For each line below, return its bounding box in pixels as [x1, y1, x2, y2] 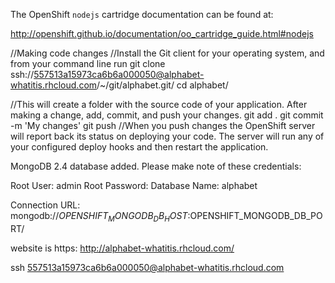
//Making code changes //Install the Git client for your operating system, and [10, 47, 325, 59]
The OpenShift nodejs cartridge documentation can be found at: [10, 9, 274, 20]
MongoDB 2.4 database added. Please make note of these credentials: [10, 160, 302, 172]
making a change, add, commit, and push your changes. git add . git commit [10, 109, 324, 121]
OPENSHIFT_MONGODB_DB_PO [189, 210, 323, 221]
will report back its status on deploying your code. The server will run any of [10, 130, 325, 142]
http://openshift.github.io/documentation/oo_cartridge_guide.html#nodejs [10, 28, 314, 39]
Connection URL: [10, 199, 81, 211]
